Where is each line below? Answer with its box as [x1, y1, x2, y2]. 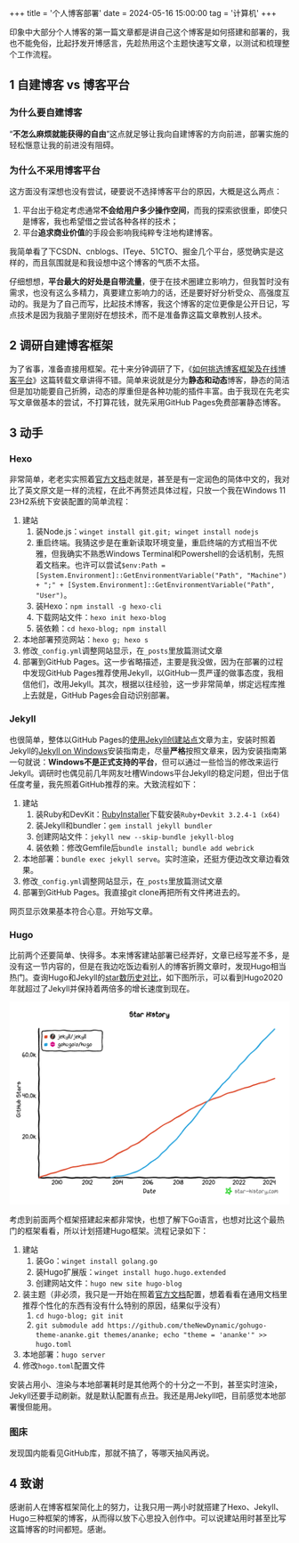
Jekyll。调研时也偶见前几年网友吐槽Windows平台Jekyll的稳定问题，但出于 [9, 767, 282, 778]
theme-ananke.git [35, 1330, 101, 1339]
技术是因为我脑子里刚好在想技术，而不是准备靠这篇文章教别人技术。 [16, 309, 267, 320]
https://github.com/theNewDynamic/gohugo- [107, 1321, 267, 1330]
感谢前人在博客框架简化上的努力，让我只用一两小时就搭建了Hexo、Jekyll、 [9, 1501, 284, 1512]
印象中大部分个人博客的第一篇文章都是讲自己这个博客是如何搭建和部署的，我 [9, 27, 290, 37]
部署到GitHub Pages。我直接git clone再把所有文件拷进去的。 [21, 886, 246, 897]
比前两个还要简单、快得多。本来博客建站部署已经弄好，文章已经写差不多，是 [9, 950, 290, 960]
